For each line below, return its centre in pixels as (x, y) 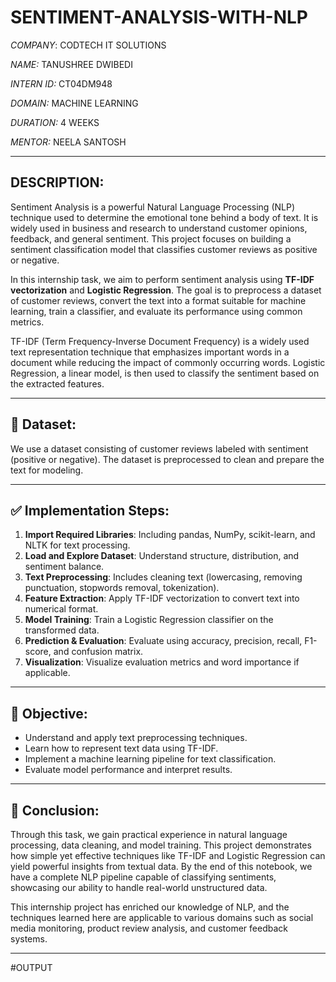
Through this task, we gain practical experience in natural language (149, 834)
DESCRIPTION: (57, 182)
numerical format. (61, 609)
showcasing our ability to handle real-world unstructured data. (139, 887)
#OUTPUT (31, 967)
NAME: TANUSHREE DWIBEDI (71, 64)
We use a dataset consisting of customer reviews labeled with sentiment (159, 448)
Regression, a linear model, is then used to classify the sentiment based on (165, 373)
